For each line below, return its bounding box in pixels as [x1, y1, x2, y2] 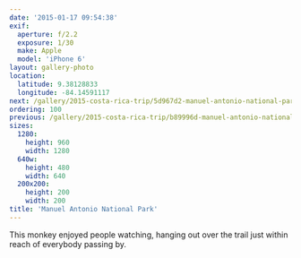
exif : [9, 21, 30, 30]
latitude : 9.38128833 [17, 80, 99, 89]
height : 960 [25, 138, 70, 147]
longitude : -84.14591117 [17, 88, 110, 97]
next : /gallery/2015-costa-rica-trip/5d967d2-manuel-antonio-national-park [9, 96, 298, 106]
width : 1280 [25, 146, 70, 155]
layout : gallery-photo [9, 64, 94, 73]
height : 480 [25, 163, 70, 172]
